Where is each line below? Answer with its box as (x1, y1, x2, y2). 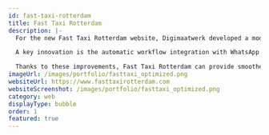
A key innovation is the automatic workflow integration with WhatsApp (15, 49, 260, 57)
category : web (8, 93, 56, 101)
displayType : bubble (8, 100, 78, 108)
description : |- (8, 26, 62, 34)
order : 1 (8, 107, 38, 116)
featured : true (8, 115, 59, 123)
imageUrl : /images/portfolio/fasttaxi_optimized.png (8, 70, 188, 78)
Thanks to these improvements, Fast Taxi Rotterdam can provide (15, 63, 235, 71)
